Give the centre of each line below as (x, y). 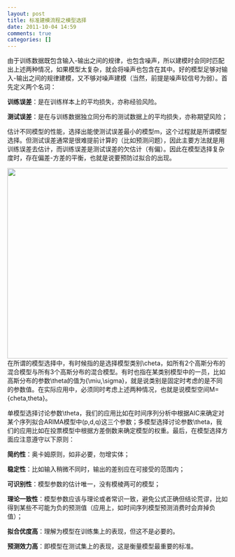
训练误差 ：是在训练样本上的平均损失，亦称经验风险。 (84, 102)
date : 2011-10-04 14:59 (42, 27)
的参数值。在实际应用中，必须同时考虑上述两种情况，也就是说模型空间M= (113, 390)
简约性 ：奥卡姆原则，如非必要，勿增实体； (69, 454)
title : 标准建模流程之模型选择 (47, 20)
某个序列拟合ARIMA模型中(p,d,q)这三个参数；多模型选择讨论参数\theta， (112, 422)
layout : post (26, 14)
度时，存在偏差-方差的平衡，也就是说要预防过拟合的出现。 (92, 158)
